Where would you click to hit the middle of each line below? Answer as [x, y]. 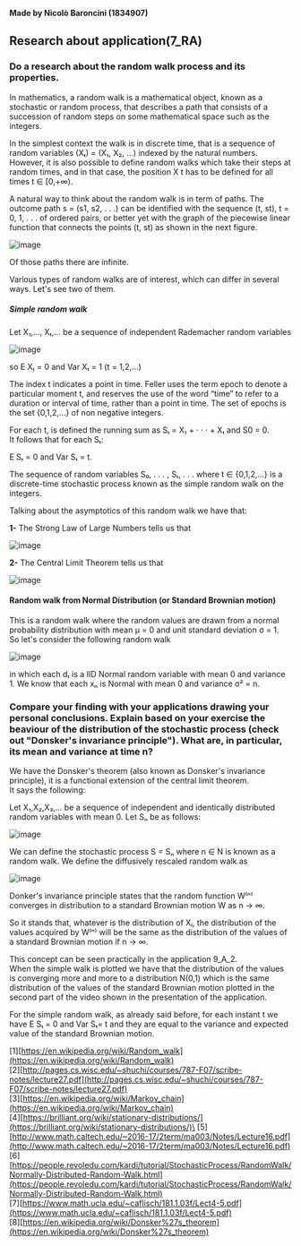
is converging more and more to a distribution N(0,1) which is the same [140, 978]
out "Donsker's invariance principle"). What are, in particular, [146, 740]
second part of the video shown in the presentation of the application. [138, 997]
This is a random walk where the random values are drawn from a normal [144, 620]
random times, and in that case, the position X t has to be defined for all [141, 172]
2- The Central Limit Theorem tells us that [86, 563]
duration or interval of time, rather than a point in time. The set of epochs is [148, 403]
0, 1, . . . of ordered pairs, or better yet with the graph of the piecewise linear [150, 218]
